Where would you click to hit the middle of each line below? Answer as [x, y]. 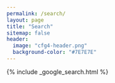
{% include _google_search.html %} [57, 72]
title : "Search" [30, 26]
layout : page [25, 20]
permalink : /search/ [36, 13]
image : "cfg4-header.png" [50, 46]
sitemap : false [28, 33]
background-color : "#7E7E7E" [55, 53]
